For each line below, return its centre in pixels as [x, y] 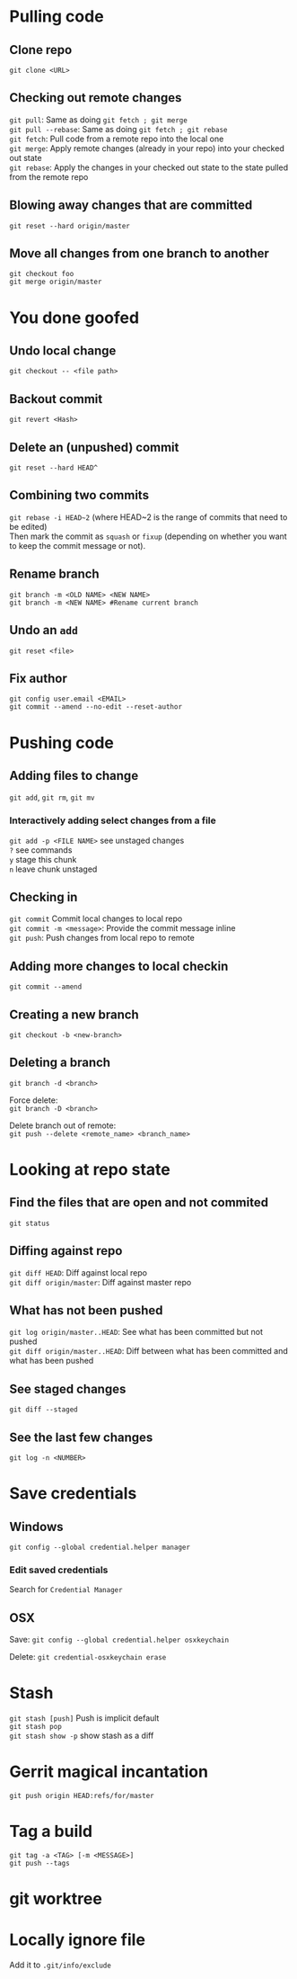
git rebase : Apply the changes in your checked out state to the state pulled [149, 167]
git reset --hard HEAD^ [54, 468]
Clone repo [41, 50]
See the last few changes [81, 1437]
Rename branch [55, 574]
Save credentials [73, 1494]
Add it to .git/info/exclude [61, 1965]
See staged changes [68, 1388]
